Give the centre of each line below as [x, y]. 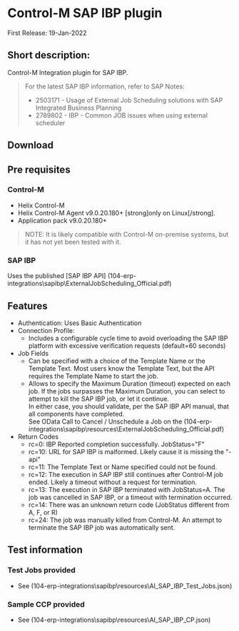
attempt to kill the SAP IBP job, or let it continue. [99, 399]
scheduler [50, 123]
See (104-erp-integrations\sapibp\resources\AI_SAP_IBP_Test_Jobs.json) [125, 585]
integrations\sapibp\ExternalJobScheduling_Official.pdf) [90, 284]
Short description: [49, 55]
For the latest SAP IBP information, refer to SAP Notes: [105, 86]
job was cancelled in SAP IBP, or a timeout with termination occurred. [130, 497]
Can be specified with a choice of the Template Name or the [117, 361]
